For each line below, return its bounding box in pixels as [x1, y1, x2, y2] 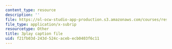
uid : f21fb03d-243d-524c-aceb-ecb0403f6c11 [5, 36, 100, 41]
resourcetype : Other [5, 27, 50, 32]
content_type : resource [5, 7, 56, 13]
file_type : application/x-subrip [5, 21, 77, 27]
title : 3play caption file [5, 31, 63, 36]
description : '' [5, 12, 40, 17]
